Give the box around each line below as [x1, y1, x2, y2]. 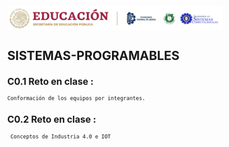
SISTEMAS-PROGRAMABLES [7, 48, 180, 64]
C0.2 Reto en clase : [7, 114, 97, 125]
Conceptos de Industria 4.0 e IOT [10, 133, 111, 140]
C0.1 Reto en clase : [7, 75, 94, 87]
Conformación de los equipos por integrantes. [7, 95, 146, 102]
